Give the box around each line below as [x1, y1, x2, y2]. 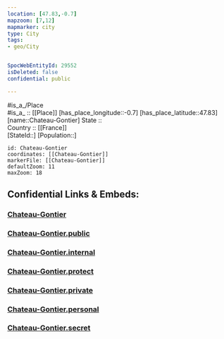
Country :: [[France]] [7, 123, 67, 131]
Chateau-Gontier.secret [7, 323, 91, 333]
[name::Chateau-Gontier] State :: [7, 116, 102, 124]
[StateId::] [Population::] [7, 131, 77, 139]
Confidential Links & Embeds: [7, 189, 139, 201]
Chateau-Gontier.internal [7, 247, 96, 257]
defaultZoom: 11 [7, 163, 55, 170]
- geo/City [7, 43, 39, 50]
